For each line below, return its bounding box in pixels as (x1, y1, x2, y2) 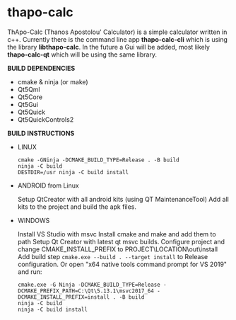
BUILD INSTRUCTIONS (7, 129, 75, 137)
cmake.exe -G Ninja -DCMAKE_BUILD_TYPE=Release (17, 281, 160, 288)
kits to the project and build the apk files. (17, 202, 136, 211)
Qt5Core (17, 93, 43, 101)
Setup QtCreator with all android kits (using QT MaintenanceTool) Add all (17, 195, 230, 203)
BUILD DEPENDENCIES (7, 64, 76, 72)
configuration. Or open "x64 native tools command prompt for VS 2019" (17, 260, 228, 268)
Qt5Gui (17, 100, 39, 108)
